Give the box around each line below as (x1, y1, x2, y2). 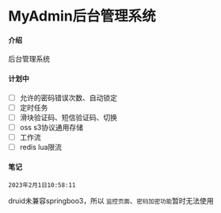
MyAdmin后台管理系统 (8, 7, 156, 25)
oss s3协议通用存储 (19, 122, 83, 132)
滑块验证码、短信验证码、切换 (19, 112, 117, 122)
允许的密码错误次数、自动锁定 (19, 92, 117, 103)
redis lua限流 (19, 142, 62, 151)
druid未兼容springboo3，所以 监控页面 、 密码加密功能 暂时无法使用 (8, 196, 214, 206)
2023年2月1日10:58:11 (8, 181, 76, 189)
